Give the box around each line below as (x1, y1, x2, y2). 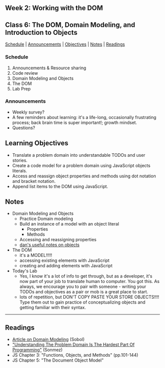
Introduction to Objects (5, 28, 78, 36)
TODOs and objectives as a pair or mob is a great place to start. (19, 289, 148, 295)
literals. (12, 168, 27, 173)
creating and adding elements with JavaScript (19, 263, 113, 269)
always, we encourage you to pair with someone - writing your (19, 283, 146, 289)
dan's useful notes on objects (19, 242, 80, 248)
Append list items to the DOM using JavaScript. (12, 183, 109, 189)
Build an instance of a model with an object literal (19, 221, 119, 227)
